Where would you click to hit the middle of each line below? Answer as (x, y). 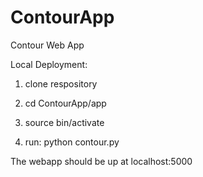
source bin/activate (64, 122)
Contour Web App (47, 45)
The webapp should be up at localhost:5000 (101, 161)
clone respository (61, 83)
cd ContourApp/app (65, 103)
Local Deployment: (49, 64)
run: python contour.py (72, 142)
